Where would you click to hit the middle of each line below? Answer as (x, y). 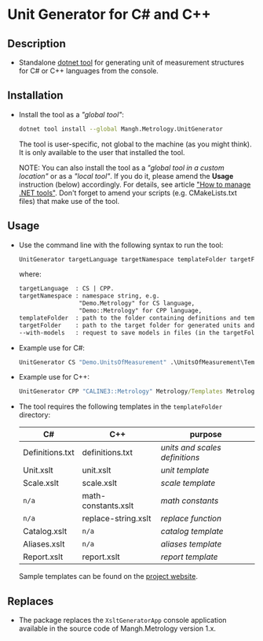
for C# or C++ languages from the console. (88, 71)
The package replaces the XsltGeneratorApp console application (122, 621)
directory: (35, 415)
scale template (188, 484)
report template (189, 557)
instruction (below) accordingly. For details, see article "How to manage (135, 184)
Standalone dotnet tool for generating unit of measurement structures (131, 62)
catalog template (192, 532)
